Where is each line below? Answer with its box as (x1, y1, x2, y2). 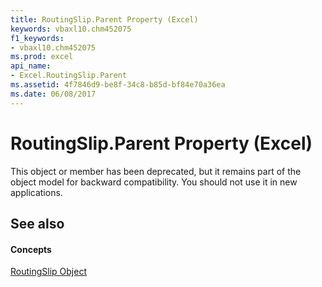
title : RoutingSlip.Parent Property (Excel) (10, 14, 199, 25)
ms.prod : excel (10, 52, 74, 62)
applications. (10, 186, 63, 198)
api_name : (10, 61, 52, 71)
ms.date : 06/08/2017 (10, 89, 97, 99)
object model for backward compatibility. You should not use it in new (10, 176, 298, 188)
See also (10, 215, 65, 232)
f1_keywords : (10, 33, 65, 43)
